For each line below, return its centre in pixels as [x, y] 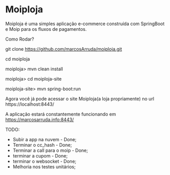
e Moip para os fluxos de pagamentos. [46, 29]
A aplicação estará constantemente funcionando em [61, 114]
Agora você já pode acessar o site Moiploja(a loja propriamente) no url [80, 99]
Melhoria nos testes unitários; [44, 167]
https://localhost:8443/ [30, 104]
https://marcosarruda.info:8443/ [40, 120]
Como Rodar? [20, 39]
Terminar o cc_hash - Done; [42, 145]
